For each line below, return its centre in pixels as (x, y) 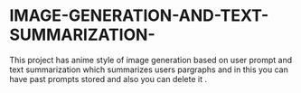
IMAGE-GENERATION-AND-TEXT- (139, 16)
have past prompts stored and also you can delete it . (108, 79)
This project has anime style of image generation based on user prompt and (151, 60)
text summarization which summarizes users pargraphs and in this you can (149, 70)
